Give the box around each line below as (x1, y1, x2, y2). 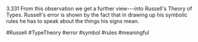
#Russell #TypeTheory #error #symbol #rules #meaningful (6, 29, 149, 36)
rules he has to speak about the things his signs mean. (6, 18, 139, 24)
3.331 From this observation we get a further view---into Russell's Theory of (6, 5, 193, 12)
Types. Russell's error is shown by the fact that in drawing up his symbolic (6, 11, 188, 18)
